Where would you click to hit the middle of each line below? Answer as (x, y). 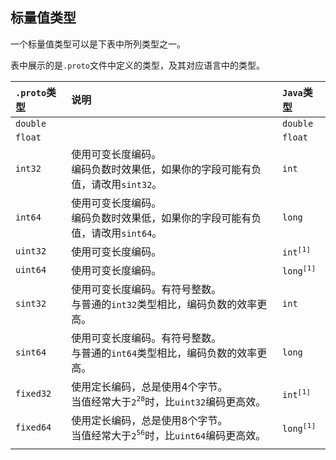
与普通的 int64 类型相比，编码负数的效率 (164, 353)
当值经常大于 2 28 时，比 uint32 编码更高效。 (169, 401)
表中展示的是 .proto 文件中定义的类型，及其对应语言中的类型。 (137, 65)
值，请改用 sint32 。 (117, 184)
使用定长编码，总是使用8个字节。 (149, 420)
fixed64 (33, 427)
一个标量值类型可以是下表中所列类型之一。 (98, 44)
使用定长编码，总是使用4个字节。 (149, 386)
